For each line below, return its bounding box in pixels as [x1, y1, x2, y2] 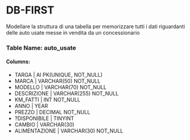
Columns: [6, 58, 30, 65]
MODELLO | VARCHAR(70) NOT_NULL [14, 84, 107, 91]
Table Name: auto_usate [6, 43, 77, 52]
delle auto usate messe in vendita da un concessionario [6, 29, 140, 36]
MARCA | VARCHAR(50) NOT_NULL [14, 77, 101, 85]
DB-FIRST [6, 4, 54, 17]
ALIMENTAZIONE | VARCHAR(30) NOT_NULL [14, 127, 124, 135]
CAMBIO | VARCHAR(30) [14, 121, 75, 128]
